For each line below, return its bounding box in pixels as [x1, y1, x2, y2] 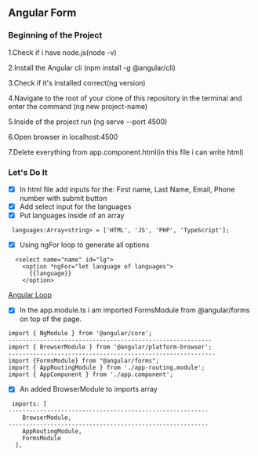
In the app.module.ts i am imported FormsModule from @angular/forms [19, 305, 250, 315]
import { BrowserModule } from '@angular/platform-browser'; [8, 343, 213, 352]
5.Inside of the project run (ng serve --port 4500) [8, 117, 168, 126]
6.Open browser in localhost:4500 [8, 132, 118, 141]
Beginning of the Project [8, 30, 103, 41]
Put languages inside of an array [19, 211, 125, 221]
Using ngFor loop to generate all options [19, 240, 150, 250]
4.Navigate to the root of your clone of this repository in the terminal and [8, 93, 242, 103]
